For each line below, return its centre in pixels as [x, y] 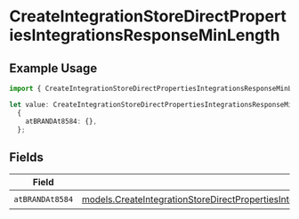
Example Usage [53, 68]
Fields [27, 157]
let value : [29, 104]
